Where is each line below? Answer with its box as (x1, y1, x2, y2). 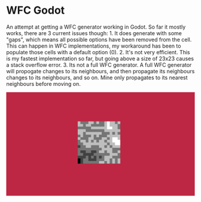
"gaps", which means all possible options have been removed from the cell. (6, 36, 192, 43)
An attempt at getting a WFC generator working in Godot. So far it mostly (6, 23, 186, 30)
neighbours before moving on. (6, 80, 81, 87)
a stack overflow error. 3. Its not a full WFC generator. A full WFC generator (6, 61, 192, 69)
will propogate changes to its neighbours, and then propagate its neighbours (6, 67, 195, 74)
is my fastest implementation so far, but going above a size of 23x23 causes (6, 55, 194, 62)
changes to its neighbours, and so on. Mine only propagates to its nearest (6, 74, 188, 81)
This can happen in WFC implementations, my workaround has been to (6, 42, 181, 49)
